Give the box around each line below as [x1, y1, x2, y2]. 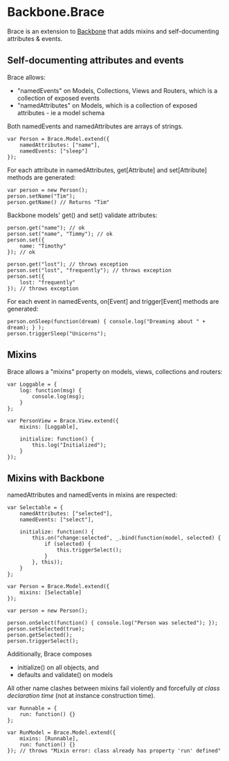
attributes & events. [7, 34, 63, 42]
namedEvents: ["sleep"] [19, 147, 89, 155]
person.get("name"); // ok [7, 224, 85, 231]
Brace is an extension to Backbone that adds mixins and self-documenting [7, 27, 219, 35]
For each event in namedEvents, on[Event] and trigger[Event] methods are [7, 297, 219, 305]
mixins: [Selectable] [19, 589, 82, 597]
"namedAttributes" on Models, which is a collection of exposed [17, 101, 198, 110]
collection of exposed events [17, 94, 100, 102]
